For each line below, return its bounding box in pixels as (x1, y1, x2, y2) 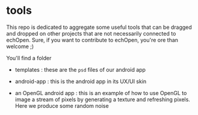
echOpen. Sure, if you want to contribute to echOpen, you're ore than (6, 36, 179, 43)
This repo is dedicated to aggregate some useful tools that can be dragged (6, 23, 193, 31)
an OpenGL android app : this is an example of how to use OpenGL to (14, 89, 187, 96)
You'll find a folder (6, 54, 52, 61)
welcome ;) (6, 43, 34, 50)
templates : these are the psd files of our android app (14, 66, 146, 73)
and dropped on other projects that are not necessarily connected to (6, 30, 176, 37)
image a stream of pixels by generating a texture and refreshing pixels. (14, 96, 191, 103)
